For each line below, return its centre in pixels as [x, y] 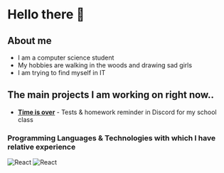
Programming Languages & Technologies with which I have [111, 138]
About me [30, 41]
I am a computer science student [66, 57]
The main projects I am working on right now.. [111, 95]
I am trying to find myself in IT [62, 73]
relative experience [42, 147]
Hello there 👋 [46, 15]
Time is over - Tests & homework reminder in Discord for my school [117, 112]
